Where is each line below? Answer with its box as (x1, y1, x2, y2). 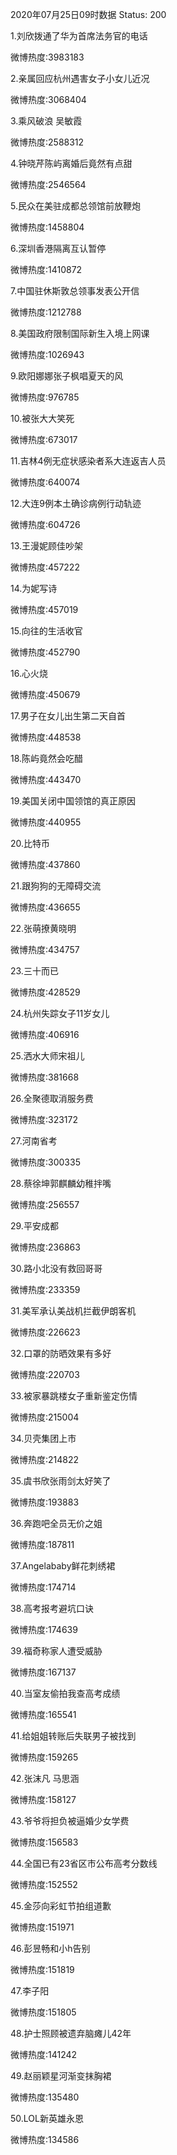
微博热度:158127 (10, 1794, 77, 1805)
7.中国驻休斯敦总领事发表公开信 (10, 285, 140, 297)
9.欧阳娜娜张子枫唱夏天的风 (10, 370, 124, 382)
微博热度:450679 (10, 689, 81, 700)
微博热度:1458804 (10, 221, 85, 233)
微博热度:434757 (10, 944, 80, 955)
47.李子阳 (10, 1985, 50, 1997)
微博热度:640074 (10, 476, 81, 488)
